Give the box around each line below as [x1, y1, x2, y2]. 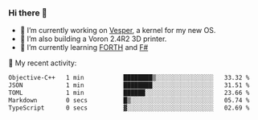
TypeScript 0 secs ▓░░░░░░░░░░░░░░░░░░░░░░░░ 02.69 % [8, 104, 250, 112]
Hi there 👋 [8, 7, 48, 19]
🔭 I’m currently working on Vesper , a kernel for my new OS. [19, 26, 216, 35]
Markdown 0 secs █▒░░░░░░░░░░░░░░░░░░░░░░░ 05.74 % [8, 96, 250, 104]
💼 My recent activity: [8, 58, 77, 68]
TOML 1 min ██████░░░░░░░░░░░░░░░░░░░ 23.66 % [8, 89, 250, 97]
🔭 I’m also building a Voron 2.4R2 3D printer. [19, 34, 167, 43]
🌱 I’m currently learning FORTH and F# [19, 43, 149, 52]
